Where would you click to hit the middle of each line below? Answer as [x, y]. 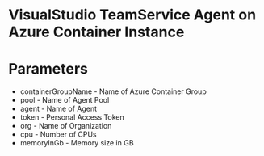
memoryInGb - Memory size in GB [77, 143]
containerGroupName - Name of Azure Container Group [113, 91]
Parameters [48, 69]
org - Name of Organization [66, 126]
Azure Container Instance [96, 32]
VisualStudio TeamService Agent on [132, 15]
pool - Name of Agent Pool [65, 100]
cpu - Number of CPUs [58, 134]
